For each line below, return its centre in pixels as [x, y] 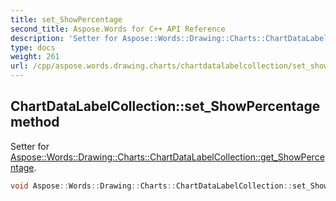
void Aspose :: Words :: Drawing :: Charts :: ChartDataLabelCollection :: [151, 186]
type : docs [33, 47]
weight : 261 [35, 57]
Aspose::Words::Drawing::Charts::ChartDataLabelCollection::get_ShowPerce [167, 157]
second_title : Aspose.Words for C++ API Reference [118, 29]
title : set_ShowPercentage [66, 19]
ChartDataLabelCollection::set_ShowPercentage [165, 106]
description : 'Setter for [64, 38]
